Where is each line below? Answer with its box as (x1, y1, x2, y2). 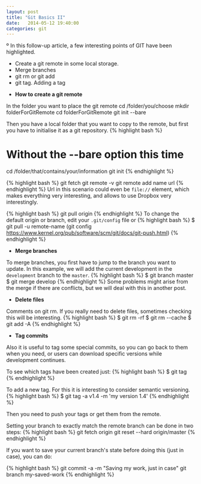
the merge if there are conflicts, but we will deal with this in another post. (6, 285, 187, 292)
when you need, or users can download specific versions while (6, 350, 162, 357)
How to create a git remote (14, 91, 83, 98)
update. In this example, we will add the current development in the (6, 265, 173, 273)
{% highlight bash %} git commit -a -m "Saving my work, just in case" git (6, 465, 187, 472)
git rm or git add (14, 73, 55, 80)
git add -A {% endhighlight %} (6, 321, 81, 328)
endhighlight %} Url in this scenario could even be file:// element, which (6, 186, 190, 193)
